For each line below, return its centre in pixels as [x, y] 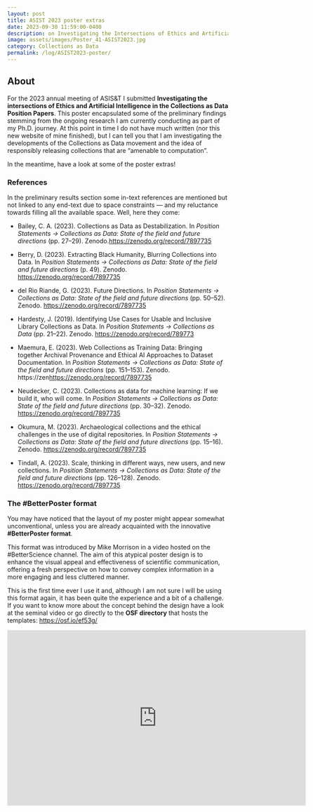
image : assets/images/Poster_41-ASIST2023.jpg [76, 40]
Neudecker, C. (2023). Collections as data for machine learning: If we [118, 391]
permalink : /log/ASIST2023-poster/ [59, 53]
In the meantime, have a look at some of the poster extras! [92, 164]
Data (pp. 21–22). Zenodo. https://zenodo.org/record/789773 [106, 333]
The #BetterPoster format [52, 503]
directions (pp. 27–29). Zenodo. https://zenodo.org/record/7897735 [114, 241]
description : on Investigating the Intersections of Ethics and [103, 33]
